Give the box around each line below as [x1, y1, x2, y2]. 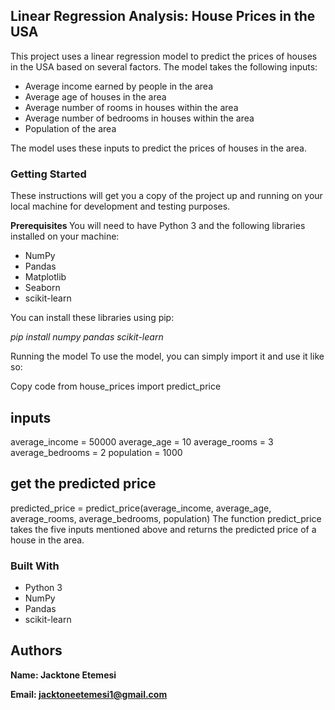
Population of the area [24, 122, 117, 134]
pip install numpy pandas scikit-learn [10, 331, 164, 343]
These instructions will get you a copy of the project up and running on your [10, 190, 323, 202]
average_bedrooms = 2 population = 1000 [10, 446, 183, 458]
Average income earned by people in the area [24, 80, 214, 92]
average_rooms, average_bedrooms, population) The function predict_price [10, 512, 322, 524]
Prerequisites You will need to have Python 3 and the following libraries [10, 220, 306, 232]
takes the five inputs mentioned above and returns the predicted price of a [10, 523, 317, 535]
